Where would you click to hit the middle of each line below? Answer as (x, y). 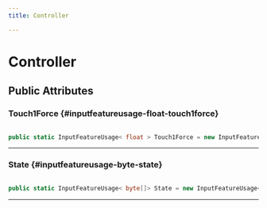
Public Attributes (51, 91)
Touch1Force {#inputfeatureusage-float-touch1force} (114, 114)
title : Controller (39, 15)
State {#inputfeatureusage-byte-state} (85, 165)
